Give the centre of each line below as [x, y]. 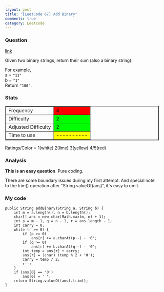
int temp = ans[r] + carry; [51, 251]
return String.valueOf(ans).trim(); [51, 281]
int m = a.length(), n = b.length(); [52, 213]
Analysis [16, 160]
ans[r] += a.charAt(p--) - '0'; [64, 238]
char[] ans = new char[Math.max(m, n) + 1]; [60, 217]
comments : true [20, 19]
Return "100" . [19, 85]
